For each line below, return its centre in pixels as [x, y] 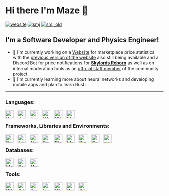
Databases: [20, 150]
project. [20, 74]
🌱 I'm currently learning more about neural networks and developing [83, 79]
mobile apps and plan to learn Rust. [49, 84]
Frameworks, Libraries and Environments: [57, 126]
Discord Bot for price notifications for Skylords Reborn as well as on [83, 63]
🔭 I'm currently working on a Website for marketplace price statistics [83, 52]
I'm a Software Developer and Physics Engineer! [82, 40]
